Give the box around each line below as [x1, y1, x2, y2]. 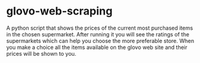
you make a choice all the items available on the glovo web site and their [6, 44, 188, 51]
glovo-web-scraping [6, 4, 113, 18]
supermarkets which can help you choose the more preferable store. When [6, 37, 195, 44]
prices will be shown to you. [6, 50, 77, 57]
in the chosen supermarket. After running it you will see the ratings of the [6, 30, 190, 38]
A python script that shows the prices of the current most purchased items [6, 24, 193, 31]
